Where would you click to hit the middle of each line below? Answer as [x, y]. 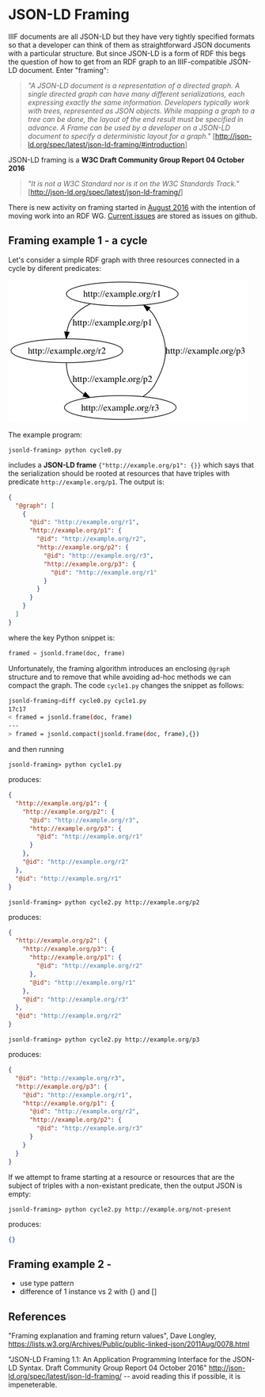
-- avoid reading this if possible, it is [182, 1376]
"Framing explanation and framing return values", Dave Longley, [112, 1336]
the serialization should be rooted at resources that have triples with [119, 473]
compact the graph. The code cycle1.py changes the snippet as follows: [126, 685]
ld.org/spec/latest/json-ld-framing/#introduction [106, 144]
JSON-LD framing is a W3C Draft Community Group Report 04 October [127, 159]
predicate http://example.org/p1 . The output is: [86, 482]
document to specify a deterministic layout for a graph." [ [121, 136]
